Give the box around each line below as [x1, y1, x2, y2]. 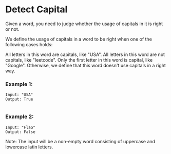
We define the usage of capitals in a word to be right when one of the [5, 36, 153, 42]
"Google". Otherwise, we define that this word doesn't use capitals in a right [5, 62, 166, 68]
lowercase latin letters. [5, 144, 53, 150]
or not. [5, 26, 20, 32]
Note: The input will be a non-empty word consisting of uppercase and [5, 138, 156, 144]
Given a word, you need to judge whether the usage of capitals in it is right [5, 21, 163, 27]
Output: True [5, 97, 33, 102]
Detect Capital [5, 4, 68, 15]
